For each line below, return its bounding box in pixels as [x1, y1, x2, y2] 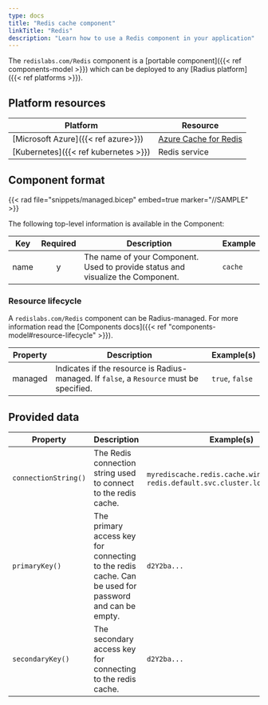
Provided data [8, 410, 80, 424]
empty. [93, 610, 120, 621]
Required [41, 238, 77, 249]
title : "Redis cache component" [8, 19, 116, 27]
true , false [211, 373, 253, 384]
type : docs [8, 11, 45, 20]
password [93, 590, 132, 601]
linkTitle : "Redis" [8, 26, 73, 34]
